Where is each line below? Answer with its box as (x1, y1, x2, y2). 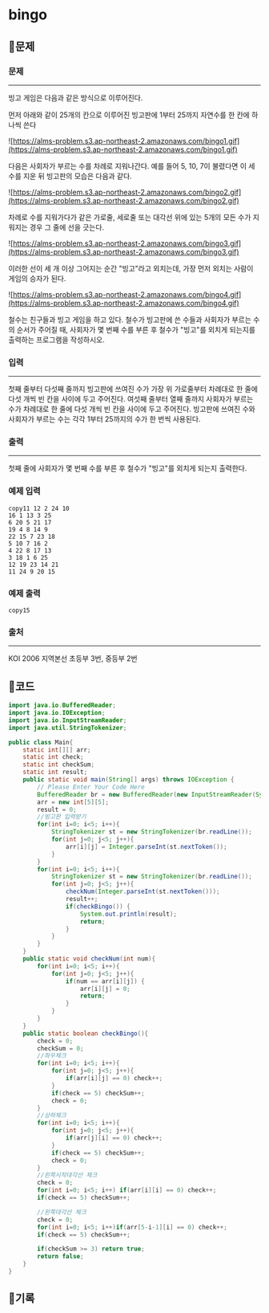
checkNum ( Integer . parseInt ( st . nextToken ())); (65, 887, 220, 896)
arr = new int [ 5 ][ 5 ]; (37, 797, 110, 806)
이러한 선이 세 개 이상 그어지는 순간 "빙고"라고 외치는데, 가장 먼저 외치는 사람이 (8, 263, 254, 273)
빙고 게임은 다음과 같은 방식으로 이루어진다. (8, 92, 143, 102)
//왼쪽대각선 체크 (37, 1208, 86, 1216)
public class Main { (8, 738, 74, 746)
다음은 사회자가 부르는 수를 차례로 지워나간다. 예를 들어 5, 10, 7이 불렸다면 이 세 (8, 161, 255, 170)
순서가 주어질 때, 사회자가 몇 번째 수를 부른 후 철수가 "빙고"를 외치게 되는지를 (16, 324, 256, 334)
